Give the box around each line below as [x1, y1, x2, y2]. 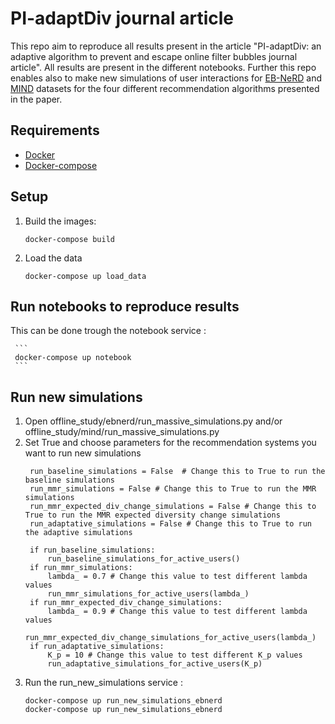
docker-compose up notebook [14, 353, 132, 363]
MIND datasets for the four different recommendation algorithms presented [10, 82, 320, 94]
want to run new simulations [24, 447, 142, 459]
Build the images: [24, 215, 97, 227]
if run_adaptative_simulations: [29, 642, 165, 652]
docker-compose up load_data [24, 271, 147, 281]
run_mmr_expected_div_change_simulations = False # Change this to [29, 502, 317, 512]
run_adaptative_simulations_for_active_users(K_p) [47, 659, 263, 669]
